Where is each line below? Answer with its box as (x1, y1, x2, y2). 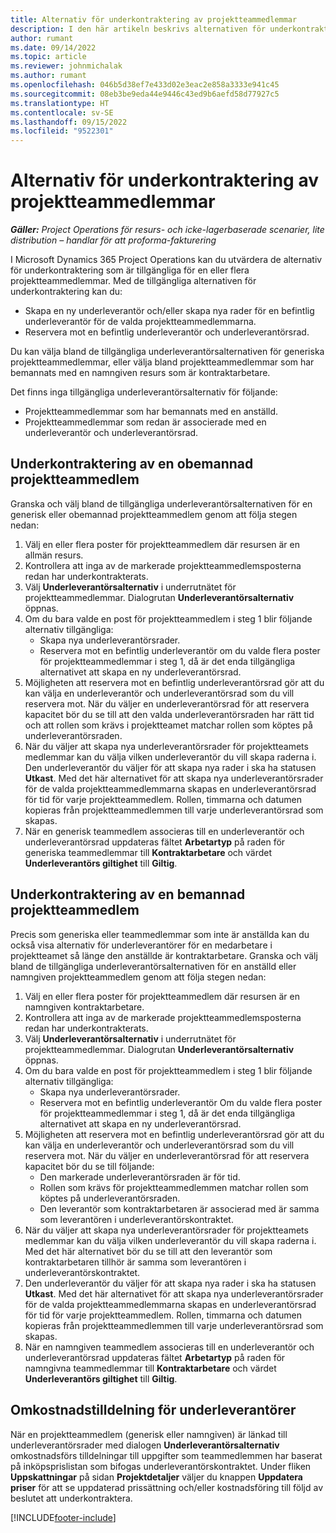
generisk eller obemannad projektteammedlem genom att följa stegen (10, 508, 298, 520)
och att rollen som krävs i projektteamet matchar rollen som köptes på (24, 719, 313, 731)
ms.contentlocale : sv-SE (10, 107, 114, 118)
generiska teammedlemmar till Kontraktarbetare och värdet (24, 846, 273, 858)
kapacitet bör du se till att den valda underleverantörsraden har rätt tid (24, 708, 315, 720)
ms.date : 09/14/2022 (10, 42, 97, 53)
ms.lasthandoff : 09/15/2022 (10, 117, 128, 127)
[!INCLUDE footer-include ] (10, 1511, 117, 1523)
